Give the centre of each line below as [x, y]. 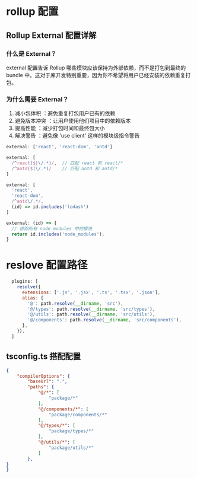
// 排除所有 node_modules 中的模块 [52, 228]
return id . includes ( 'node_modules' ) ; [58, 234]
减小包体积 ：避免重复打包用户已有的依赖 [65, 113]
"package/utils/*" [71, 448]
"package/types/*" [71, 431]
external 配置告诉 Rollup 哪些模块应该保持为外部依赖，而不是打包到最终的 [96, 68]
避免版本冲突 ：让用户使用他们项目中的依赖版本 [73, 121]
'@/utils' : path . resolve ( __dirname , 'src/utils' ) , [91, 314]
